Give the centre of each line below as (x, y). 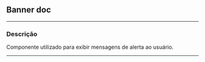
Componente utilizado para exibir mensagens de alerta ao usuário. (90, 47)
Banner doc (29, 10)
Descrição (22, 34)
